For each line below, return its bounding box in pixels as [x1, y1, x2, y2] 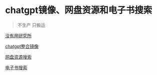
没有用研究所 [5, 32, 31, 38]
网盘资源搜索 [5, 53, 31, 60]
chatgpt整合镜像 [5, 43, 39, 49]
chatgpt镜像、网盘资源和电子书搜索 [5, 4, 152, 16]
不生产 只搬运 [17, 22, 45, 28]
